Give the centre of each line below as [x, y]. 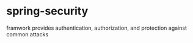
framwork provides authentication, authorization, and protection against [97, 28]
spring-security [47, 11]
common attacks [27, 34]
